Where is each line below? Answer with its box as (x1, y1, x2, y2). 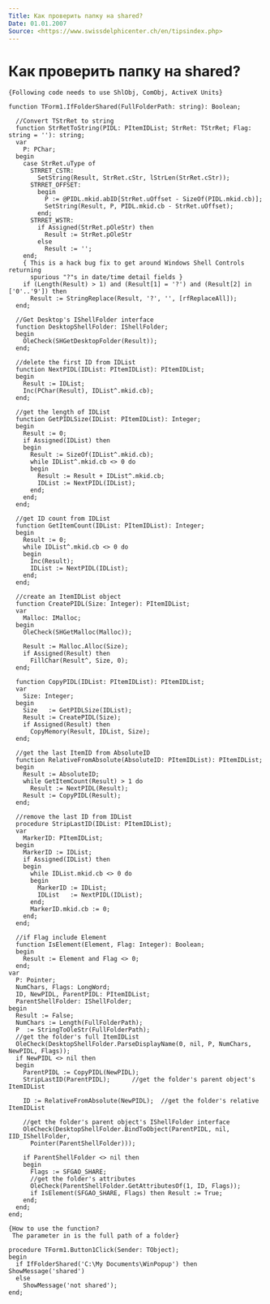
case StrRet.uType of (23, 160, 96, 168)
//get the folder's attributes (29, 1175, 136, 1183)
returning (8, 266, 42, 274)
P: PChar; (23, 145, 57, 154)
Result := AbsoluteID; (23, 770, 100, 779)
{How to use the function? (8, 1224, 100, 1233)
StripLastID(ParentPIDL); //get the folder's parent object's (23, 1076, 255, 1084)
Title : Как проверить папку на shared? (8, 11, 144, 20)
